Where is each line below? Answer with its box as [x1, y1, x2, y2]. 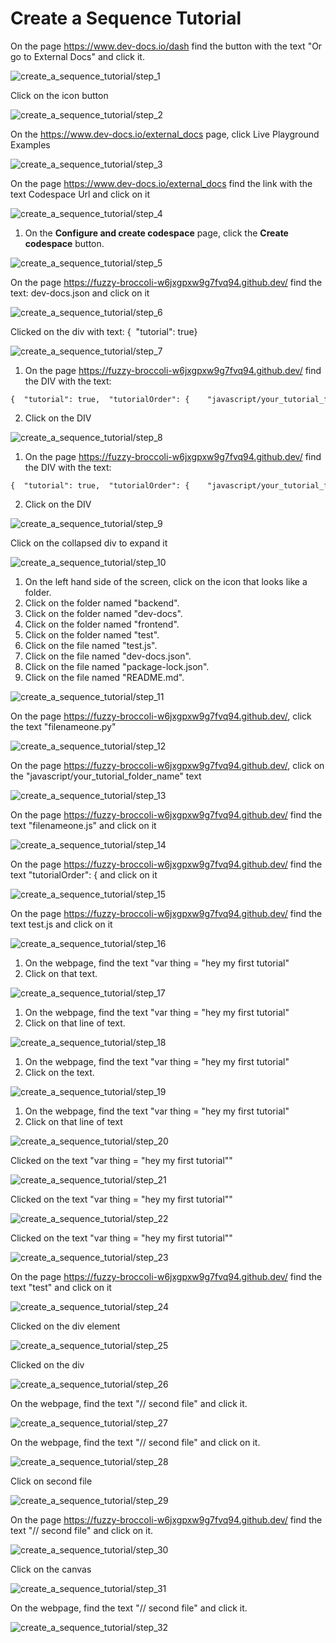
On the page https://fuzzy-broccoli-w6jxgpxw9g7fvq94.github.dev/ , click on [10, 759, 325, 771]
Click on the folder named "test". [24, 628, 160, 641]
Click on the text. [24, 1066, 95, 1078]
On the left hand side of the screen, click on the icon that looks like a [24, 575, 308, 587]
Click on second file [10, 1475, 93, 1487]
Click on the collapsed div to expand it [10, 537, 168, 549]
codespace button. [24, 237, 105, 249]
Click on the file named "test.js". [24, 639, 158, 651]
